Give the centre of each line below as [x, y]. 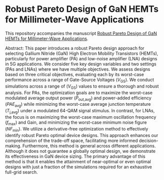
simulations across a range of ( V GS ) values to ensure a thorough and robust [82, 87]
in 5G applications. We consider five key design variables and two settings [81, 64]
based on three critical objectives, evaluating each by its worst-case [75, 74]
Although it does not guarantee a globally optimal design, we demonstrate [80, 151]
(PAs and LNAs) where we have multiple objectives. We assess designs [78, 69]
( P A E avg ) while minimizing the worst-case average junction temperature [78, 105]
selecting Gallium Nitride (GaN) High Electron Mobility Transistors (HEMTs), [82, 53]
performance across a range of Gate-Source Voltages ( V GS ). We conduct [80, 80]
